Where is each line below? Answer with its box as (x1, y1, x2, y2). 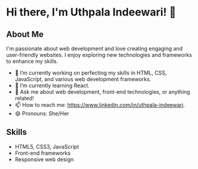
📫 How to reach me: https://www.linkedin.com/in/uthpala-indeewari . (14, 102, 185, 108)
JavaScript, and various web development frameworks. (14, 76, 151, 82)
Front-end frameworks (14, 149, 71, 156)
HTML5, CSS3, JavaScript (14, 143, 80, 150)
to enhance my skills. (6, 58, 59, 64)
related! (14, 95, 34, 102)
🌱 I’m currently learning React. (14, 82, 90, 89)
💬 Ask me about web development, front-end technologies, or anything (14, 88, 190, 95)
